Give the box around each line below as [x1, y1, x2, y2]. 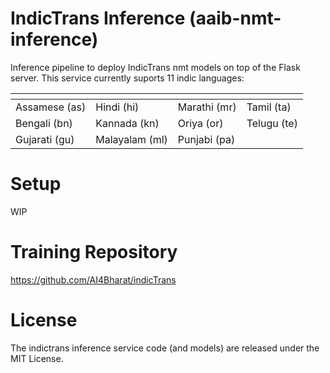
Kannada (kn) [95, 116, 160, 130]
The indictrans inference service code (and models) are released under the [10, 342, 320, 354]
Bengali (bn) [15, 116, 73, 130]
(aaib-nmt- [189, 7, 282, 30]
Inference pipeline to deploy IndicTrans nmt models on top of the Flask [10, 61, 301, 73]
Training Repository [10, 241, 178, 264]
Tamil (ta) [246, 100, 292, 114]
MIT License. [10, 352, 64, 364]
